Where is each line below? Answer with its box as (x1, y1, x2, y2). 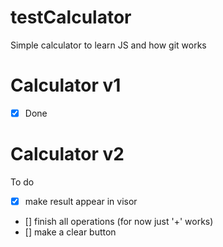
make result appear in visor (24, 195, 138, 207)
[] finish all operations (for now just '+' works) (24, 215, 214, 227)
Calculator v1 (10, 74, 122, 97)
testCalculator (10, 6, 132, 29)
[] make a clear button (24, 226, 117, 238)
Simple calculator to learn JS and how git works (10, 39, 207, 51)
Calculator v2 (10, 143, 125, 166)
